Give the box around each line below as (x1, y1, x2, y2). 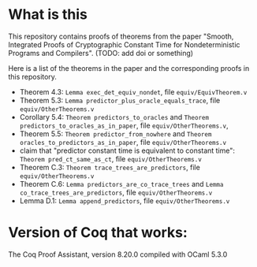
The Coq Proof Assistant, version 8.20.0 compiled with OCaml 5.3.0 (8, 250, 228, 259)
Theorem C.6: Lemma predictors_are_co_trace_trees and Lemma (19, 179, 224, 188)
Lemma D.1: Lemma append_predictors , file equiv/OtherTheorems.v (19, 195, 230, 206)
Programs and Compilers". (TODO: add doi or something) (8, 48, 194, 57)
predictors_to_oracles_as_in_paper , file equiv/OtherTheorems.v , (19, 121, 229, 130)
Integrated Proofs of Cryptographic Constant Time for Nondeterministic (8, 39, 240, 49)
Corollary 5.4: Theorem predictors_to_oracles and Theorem (19, 112, 210, 121)
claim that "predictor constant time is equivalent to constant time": (19, 146, 235, 155)
